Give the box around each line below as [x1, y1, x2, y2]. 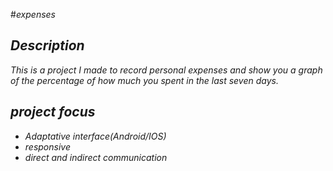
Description [10, 37, 85, 54]
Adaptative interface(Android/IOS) [24, 130, 167, 142]
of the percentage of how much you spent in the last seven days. [10, 74, 279, 86]
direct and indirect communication [24, 151, 168, 163]
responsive [24, 140, 71, 153]
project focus [10, 104, 96, 121]
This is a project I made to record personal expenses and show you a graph [10, 64, 323, 76]
